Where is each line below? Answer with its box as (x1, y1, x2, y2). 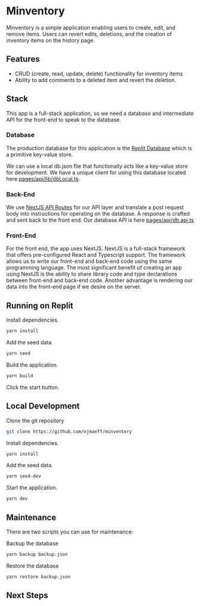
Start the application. (6, 484, 58, 492)
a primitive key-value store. (6, 151, 73, 158)
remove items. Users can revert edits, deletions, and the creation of (6, 30, 172, 37)
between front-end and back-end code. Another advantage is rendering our (6, 277, 193, 284)
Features (6, 54, 40, 64)
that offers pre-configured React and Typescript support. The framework (6, 252, 186, 259)
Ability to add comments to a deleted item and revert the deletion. (14, 76, 177, 83)
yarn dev (6, 496, 28, 502)
